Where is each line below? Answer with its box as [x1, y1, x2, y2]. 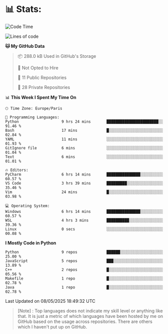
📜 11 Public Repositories [17, 74, 67, 80]
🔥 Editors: [5, 168, 29, 173]
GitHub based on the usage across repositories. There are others [17, 318, 152, 324]
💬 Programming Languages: [5, 115, 59, 120]
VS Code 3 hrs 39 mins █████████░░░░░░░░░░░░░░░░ [5, 181, 163, 186]
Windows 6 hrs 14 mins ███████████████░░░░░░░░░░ [5, 209, 163, 214]
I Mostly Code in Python [5, 239, 56, 246]
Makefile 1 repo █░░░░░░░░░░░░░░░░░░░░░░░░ [5, 276, 163, 281]
